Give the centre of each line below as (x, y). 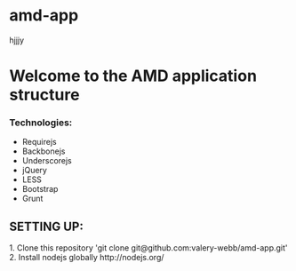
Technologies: (41, 123)
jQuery (34, 171)
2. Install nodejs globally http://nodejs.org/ (87, 258)
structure (44, 95)
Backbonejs (44, 151)
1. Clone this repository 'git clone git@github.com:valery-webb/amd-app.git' (148, 248)
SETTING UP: (47, 226)
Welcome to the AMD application (133, 76)
